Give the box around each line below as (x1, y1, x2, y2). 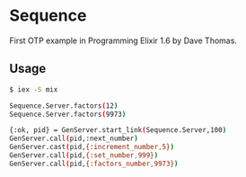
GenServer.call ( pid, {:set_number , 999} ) (9, 151, 159, 160)
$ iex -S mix (9, 84, 58, 94)
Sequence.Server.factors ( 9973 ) (9, 110, 127, 119)
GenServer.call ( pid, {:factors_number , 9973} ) (9, 159, 179, 168)
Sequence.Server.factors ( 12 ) (9, 101, 119, 111)
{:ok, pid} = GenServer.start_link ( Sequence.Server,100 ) (9, 126, 227, 135)
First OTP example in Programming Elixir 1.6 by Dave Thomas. (9, 35, 238, 46)
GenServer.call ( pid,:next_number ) (9, 134, 139, 144)
